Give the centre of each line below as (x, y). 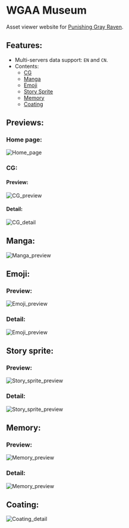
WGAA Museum (47, 10)
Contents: (27, 66)
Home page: (24, 140)
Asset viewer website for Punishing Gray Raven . (65, 27)
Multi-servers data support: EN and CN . (61, 59)
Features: (24, 45)
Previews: (25, 123)
